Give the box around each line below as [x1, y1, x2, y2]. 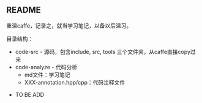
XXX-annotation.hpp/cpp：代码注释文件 [24, 78, 125, 86]
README [6, 5, 41, 15]
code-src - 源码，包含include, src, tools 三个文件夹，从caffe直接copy [15, 48, 191, 55]
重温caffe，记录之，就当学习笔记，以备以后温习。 [6, 21, 132, 29]
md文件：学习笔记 [24, 71, 70, 78]
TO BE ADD [15, 91, 45, 98]
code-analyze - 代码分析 [15, 63, 78, 71]
